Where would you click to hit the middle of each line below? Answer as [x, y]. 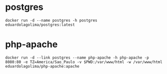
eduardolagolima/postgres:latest [40, 25]
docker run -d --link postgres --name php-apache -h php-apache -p [77, 58]
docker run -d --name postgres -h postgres [51, 20]
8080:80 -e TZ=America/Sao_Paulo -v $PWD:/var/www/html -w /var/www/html [84, 62]
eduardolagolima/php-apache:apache [42, 66]
